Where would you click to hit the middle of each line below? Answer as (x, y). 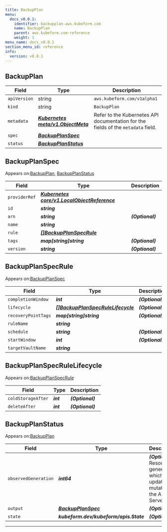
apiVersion (20, 99)
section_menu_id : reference (34, 47)
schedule (18, 332)
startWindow (22, 340)
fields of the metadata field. (125, 128)
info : (11, 51)
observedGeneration (31, 479)
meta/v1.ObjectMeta (63, 124)
